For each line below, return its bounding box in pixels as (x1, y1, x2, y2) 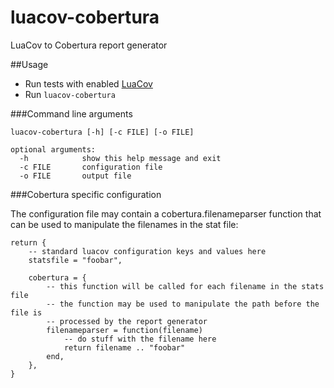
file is (10, 307, 43, 318)
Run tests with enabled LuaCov (24, 77, 153, 90)
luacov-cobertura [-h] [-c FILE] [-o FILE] (10, 127, 195, 137)
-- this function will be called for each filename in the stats (46, 281, 325, 291)
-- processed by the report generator (46, 316, 208, 326)
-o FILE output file (19, 171, 132, 181)
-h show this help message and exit (19, 153, 222, 163)
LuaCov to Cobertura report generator (10, 39, 168, 51)
